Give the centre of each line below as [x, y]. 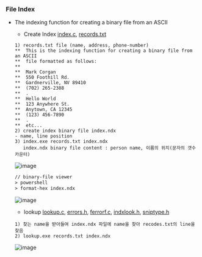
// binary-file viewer [43, 177]
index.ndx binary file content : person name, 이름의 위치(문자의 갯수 [110, 148]
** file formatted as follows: [56, 62]
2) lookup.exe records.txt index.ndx [63, 236]
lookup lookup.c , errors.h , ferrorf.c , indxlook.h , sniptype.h [96, 212]
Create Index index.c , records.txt [65, 34]
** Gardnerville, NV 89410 [50, 83]
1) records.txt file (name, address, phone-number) [81, 45]
